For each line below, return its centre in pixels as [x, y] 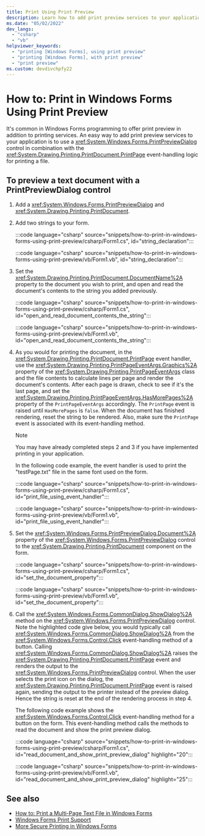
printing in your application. [49, 454]
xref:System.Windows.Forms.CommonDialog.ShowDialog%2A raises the [106, 653]
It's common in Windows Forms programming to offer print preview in [94, 129]
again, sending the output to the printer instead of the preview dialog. [103, 692]
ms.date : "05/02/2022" [35, 23]
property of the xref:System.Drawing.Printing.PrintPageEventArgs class [105, 372]
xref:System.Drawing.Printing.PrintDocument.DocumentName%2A [99, 278]
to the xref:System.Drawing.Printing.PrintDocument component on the [103, 546]
